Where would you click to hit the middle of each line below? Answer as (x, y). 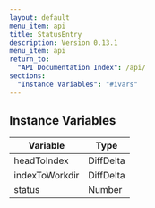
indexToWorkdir (47, 176)
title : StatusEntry (46, 34)
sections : (28, 76)
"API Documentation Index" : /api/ (82, 68)
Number (105, 190)
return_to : (30, 59)
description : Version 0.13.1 (64, 43)
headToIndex (41, 160)
